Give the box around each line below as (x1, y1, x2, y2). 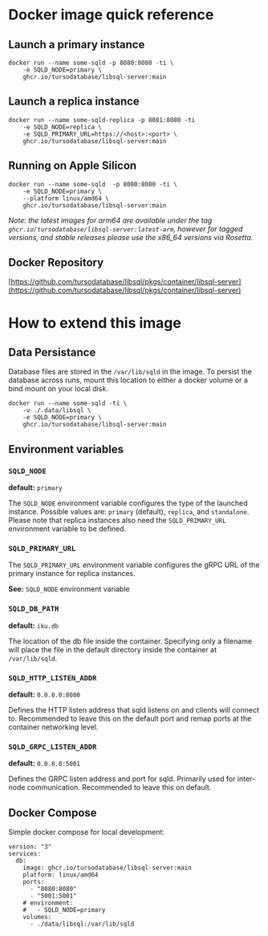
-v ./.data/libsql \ (22, 407, 91, 415)
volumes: (22, 914, 52, 922)
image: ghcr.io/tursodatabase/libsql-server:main (22, 864, 193, 873)
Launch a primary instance (8, 38, 145, 51)
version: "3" (8, 843, 52, 851)
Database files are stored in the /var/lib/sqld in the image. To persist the (8, 367, 253, 377)
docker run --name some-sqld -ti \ (8, 399, 128, 407)
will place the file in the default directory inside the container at (8, 644, 217, 654)
